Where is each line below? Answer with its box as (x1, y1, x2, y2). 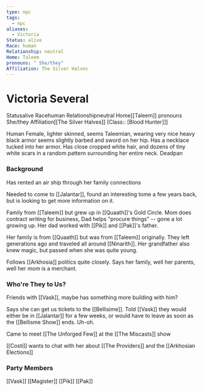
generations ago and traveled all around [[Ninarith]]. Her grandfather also (6, 240, 190, 247)
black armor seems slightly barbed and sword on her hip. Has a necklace (6, 136, 190, 144)
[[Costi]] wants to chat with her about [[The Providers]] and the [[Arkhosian (6, 342, 196, 349)
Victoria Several (6, 92, 89, 105)
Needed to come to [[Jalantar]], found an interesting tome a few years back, (6, 190, 198, 198)
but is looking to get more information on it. (6, 197, 114, 204)
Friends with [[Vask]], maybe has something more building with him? (6, 294, 178, 301)
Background (6, 165, 44, 174)
